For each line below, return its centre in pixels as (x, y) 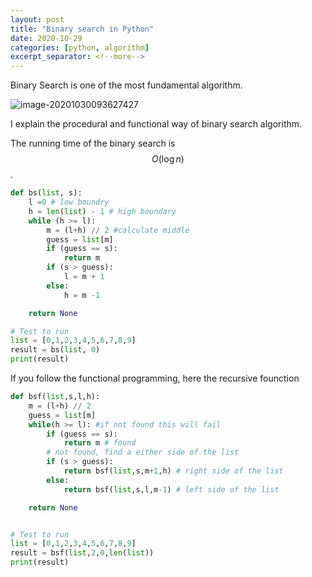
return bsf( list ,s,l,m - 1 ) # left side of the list (171, 489)
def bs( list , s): (46, 193)
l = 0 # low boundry (69, 202)
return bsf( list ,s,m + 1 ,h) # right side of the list (173, 471)
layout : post (37, 19)
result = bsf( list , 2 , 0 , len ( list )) (82, 553)
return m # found (100, 443)
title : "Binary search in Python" (82, 29)
